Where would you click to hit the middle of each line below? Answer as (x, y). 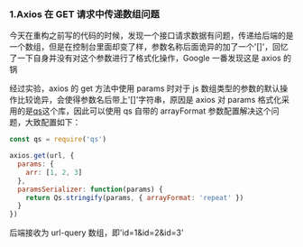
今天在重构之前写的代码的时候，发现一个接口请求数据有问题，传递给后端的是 (151, 36)
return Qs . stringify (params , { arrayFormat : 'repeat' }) (135, 197)
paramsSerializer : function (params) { (91, 189)
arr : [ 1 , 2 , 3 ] (54, 172)
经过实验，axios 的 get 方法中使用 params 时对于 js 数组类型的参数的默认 (145, 88)
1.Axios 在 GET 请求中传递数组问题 (85, 14)
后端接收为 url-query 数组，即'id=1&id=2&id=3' (96, 233)
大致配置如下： (53, 123)
